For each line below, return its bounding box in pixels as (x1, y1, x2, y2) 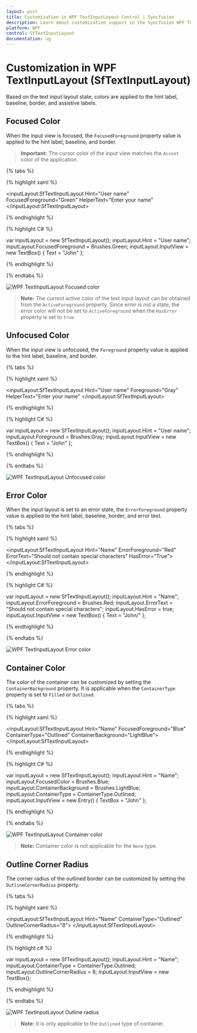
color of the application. (20, 156, 79, 163)
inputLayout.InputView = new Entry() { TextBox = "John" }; (6, 797, 147, 804)
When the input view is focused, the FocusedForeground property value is (6, 132, 181, 139)
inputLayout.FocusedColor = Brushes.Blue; (6, 778, 110, 785)
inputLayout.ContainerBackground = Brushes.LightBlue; (6, 784, 141, 791)
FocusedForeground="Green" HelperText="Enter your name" (6, 196, 154, 203)
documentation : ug (6, 36, 51, 42)
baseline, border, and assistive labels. (6, 99, 97, 106)
